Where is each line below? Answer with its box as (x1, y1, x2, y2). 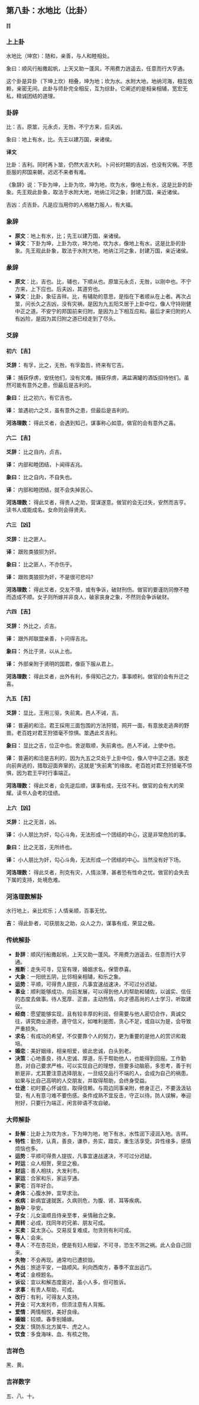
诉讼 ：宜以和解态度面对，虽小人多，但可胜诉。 (14, 1279, 129, 1286)
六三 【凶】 (6, 521, 34, 528)
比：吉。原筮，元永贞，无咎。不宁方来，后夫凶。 (6, 124, 126, 131)
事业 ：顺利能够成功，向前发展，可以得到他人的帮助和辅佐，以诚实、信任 (14, 988, 191, 995)
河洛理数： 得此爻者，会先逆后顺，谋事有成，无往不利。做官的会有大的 (6, 781, 179, 789)
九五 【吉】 (6, 695, 34, 702)
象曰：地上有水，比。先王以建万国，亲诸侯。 (6, 136, 115, 143)
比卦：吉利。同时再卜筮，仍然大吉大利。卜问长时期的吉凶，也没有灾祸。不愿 (6, 161, 193, 168)
